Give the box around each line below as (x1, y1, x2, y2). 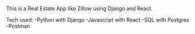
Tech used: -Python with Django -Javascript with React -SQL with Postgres (6, 16, 190, 23)
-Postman (6, 23, 31, 29)
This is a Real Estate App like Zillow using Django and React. (6, 5, 152, 12)
